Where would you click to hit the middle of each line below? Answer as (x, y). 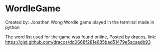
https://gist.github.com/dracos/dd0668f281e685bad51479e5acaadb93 (78, 42)
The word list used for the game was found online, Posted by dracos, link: (81, 37)
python (12, 27)
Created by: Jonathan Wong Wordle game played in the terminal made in (80, 22)
